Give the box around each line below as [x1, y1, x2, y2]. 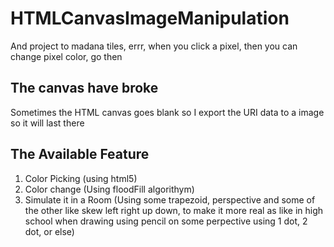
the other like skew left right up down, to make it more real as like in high [24, 204, 324, 216]
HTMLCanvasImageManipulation [10, 7, 290, 30]
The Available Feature [10, 146, 150, 163]
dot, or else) [24, 225, 75, 237]
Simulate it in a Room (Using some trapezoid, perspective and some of [24, 193, 316, 206]
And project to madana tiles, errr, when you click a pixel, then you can [10, 40, 298, 52]
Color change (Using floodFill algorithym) [24, 183, 195, 195]
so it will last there [10, 117, 85, 129]
